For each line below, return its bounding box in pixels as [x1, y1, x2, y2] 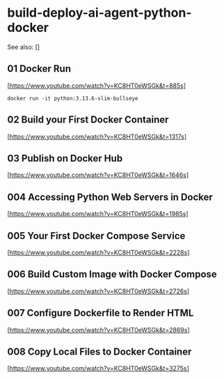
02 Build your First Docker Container [7, 114, 169, 126]
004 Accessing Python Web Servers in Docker [7, 191, 214, 203]
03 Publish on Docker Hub [7, 152, 123, 164]
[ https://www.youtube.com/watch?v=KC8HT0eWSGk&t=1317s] [7, 132, 187, 141]
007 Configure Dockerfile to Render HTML [7, 307, 194, 319]
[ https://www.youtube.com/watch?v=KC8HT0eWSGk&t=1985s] [7, 210, 189, 218]
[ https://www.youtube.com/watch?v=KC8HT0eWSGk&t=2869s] [7, 325, 190, 334]
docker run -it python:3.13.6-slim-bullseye [7, 95, 138, 102]
